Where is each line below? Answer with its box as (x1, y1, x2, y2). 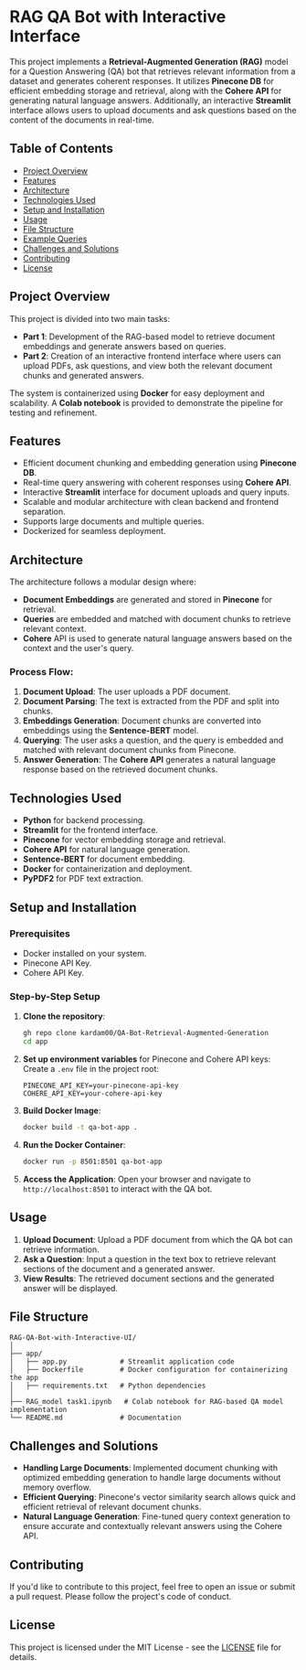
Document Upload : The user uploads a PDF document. (22, 686, 231, 697)
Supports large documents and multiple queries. (22, 516, 205, 527)
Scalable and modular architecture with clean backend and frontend (22, 497, 280, 508)
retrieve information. (22, 1244, 100, 1255)
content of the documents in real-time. (9, 114, 155, 125)
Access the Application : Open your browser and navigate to (22, 1173, 251, 1184)
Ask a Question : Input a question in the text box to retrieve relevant (22, 1253, 277, 1264)
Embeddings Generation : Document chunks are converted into (22, 715, 262, 726)
